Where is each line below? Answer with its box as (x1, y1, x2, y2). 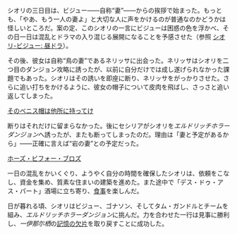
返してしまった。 (7, 92, 57, 100)
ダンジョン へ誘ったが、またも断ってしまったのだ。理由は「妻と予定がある (7, 130, 224, 139)
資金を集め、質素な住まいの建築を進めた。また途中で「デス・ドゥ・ (19, 178, 217, 186)
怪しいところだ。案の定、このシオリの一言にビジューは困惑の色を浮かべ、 (7, 24, 224, 32)
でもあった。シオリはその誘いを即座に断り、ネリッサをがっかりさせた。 (13, 74, 224, 82)
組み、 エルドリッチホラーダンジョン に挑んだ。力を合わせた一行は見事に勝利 (7, 211, 230, 218)
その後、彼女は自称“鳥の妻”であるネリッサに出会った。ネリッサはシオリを (7, 56, 224, 65)
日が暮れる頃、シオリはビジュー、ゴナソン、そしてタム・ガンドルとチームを (7, 202, 229, 210)
